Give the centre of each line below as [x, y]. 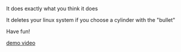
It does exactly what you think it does [52, 9]
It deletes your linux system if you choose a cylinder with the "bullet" [91, 20]
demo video [21, 43]
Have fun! [18, 31]
